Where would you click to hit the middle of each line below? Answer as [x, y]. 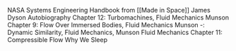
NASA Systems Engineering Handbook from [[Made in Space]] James [109, 10]
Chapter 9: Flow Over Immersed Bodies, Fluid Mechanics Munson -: [106, 25]
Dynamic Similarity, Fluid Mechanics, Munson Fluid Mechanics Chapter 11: [115, 32]
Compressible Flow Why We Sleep [58, 40]
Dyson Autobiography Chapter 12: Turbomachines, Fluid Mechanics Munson [118, 17]
